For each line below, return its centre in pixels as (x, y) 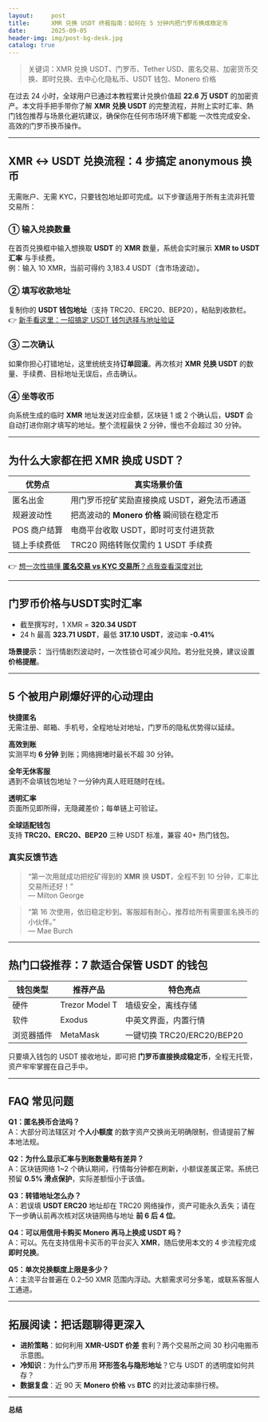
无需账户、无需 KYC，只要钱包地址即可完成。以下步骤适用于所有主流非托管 (132, 196)
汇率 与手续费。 (34, 258)
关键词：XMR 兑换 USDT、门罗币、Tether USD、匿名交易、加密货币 (139, 69)
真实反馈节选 (33, 857)
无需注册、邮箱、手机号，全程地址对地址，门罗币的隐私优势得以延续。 (124, 727)
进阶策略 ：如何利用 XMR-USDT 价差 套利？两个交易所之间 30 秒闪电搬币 (139, 1345)
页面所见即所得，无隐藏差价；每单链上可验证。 (85, 808)
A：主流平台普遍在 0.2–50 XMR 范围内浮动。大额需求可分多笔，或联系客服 (130, 1280)
